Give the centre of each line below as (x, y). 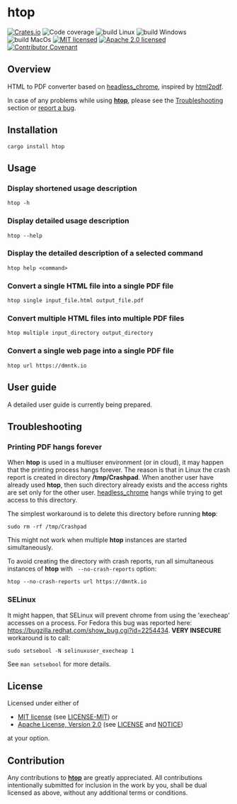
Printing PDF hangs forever (55, 446)
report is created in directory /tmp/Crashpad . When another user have (111, 478)
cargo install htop (36, 146)
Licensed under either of (43, 703)
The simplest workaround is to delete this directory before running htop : (112, 514)
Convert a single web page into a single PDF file (91, 351)
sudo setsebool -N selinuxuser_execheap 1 (71, 651)
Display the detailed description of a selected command (105, 253)
